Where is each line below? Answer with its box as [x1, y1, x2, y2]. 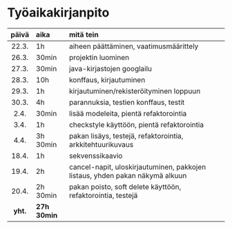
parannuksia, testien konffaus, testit [68, 97, 185, 107]
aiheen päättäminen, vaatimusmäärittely [68, 41, 199, 51]
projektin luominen [68, 52, 130, 62]
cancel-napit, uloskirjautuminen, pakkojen [68, 162, 206, 172]
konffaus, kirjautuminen [68, 74, 146, 84]
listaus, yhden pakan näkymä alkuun [68, 170, 187, 180]
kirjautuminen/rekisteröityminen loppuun [68, 86, 201, 96]
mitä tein [68, 30, 99, 39]
